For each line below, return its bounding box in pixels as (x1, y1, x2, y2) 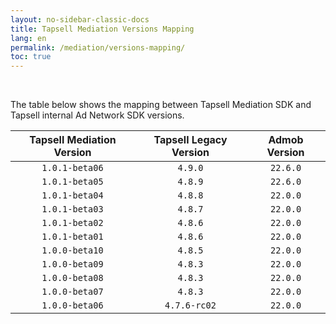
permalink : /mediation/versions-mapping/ (10, 42, 186, 53)
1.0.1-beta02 (41, 217, 104, 229)
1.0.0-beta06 (41, 300, 104, 311)
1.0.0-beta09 (41, 259, 104, 270)
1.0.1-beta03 (41, 204, 104, 215)
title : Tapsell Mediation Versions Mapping (10, 24, 195, 34)
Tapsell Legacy (153, 133, 228, 147)
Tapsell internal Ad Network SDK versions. (10, 109, 185, 121)
